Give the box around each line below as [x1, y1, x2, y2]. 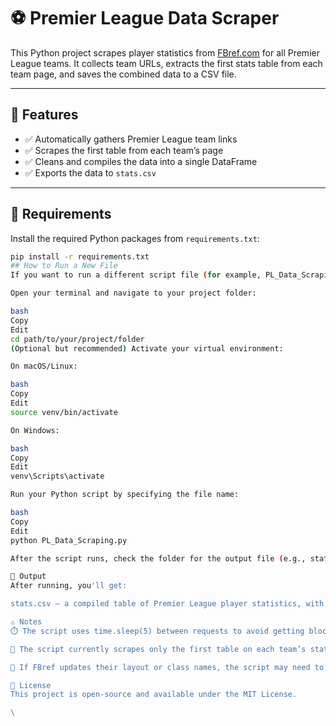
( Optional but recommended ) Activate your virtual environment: [10, 343, 284, 354]
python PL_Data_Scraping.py [10, 535, 128, 545]
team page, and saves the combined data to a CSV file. [10, 68, 237, 80]
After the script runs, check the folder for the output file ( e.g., [10, 553, 307, 564]
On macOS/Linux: [10, 361, 78, 372]
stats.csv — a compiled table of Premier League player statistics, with [10, 599, 325, 609]
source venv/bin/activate [10, 407, 118, 417]
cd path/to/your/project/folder [10, 334, 145, 344]
